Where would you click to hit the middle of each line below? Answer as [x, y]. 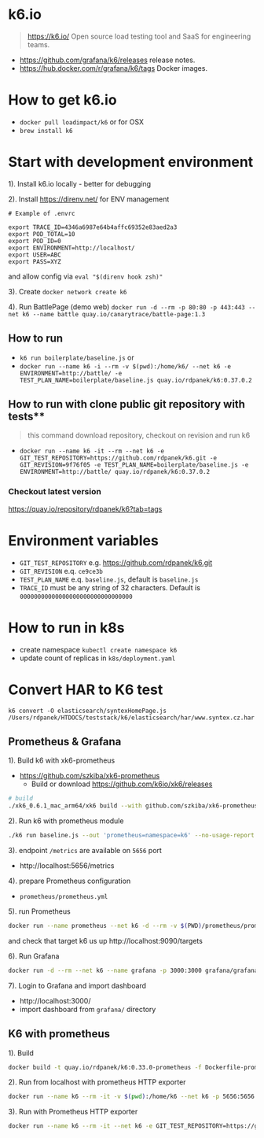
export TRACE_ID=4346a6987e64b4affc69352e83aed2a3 [93, 227]
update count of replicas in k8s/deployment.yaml [97, 658]
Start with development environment [131, 162]
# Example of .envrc [42, 213]
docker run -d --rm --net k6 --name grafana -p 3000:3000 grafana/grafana [133, 970]
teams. [38, 44]
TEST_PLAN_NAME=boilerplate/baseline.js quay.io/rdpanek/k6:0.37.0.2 [136, 380]
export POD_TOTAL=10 [42, 234]
